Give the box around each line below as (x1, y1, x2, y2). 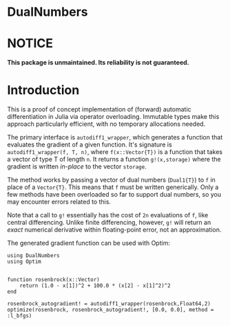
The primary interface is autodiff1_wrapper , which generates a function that (7, 133, 223, 142)
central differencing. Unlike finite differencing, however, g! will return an (7, 218, 211, 227)
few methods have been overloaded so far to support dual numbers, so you (7, 191, 222, 199)
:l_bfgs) (7, 312, 32, 320)
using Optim (7, 259, 41, 265)
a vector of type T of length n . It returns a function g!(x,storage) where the (7, 155, 222, 164)
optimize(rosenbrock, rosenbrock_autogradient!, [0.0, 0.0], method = (7, 307, 214, 314)
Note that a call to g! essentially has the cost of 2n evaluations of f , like (7, 211, 209, 219)
